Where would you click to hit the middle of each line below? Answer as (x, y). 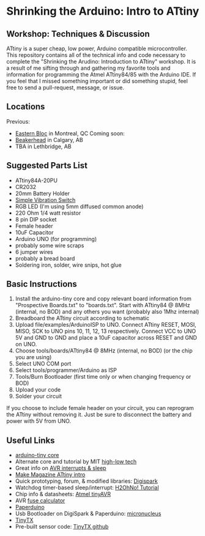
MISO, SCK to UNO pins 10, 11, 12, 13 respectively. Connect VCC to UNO (106, 331)
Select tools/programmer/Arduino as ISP (66, 370)
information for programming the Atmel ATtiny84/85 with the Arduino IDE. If (101, 74)
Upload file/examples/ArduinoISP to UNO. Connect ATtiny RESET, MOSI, (106, 325)
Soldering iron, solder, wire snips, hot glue (68, 265)
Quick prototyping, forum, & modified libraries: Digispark (86, 481)
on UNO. (26, 344)
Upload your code (38, 390)
